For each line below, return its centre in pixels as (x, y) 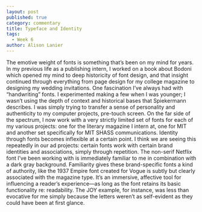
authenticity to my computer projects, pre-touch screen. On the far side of (99, 113)
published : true (27, 17)
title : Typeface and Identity (44, 29)
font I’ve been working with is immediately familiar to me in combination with (101, 158)
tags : (13, 34)
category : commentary (33, 23)
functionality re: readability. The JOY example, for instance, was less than (98, 190)
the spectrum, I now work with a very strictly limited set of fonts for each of (100, 120)
